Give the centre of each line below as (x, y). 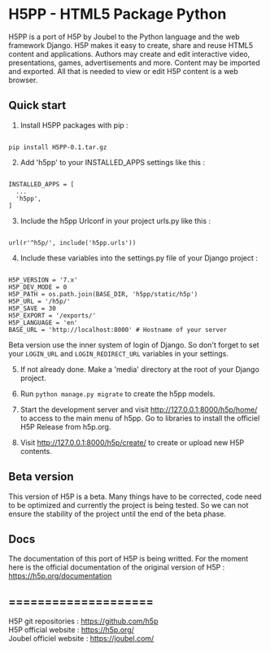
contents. (36, 451)
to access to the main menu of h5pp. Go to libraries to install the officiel (140, 418)
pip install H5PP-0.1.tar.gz (58, 147)
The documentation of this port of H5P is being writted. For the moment (128, 559)
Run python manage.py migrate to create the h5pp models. (118, 393)
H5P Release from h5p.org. (65, 426)
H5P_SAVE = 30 (33, 308)
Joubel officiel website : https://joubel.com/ (81, 639)
